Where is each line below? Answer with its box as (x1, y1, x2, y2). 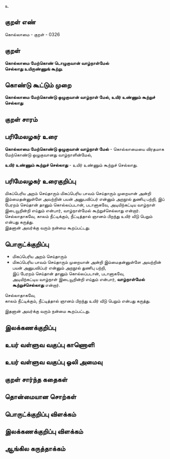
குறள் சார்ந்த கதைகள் (5, 375, 68, 384)
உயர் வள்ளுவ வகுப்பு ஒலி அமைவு (5, 358, 103, 367)
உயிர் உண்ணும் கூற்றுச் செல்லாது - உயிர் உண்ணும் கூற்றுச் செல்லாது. (5, 161, 138, 168)
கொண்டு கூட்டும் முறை (5, 81, 72, 90)
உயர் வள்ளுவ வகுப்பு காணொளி (5, 341, 95, 349)
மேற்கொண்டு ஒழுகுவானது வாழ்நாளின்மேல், (5, 151, 93, 158)
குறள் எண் (5, 18, 36, 26)
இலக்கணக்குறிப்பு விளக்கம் (5, 427, 83, 436)
